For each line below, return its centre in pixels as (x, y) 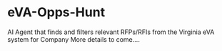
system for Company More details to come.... (74, 39)
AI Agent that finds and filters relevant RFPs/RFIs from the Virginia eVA (111, 32)
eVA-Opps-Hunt (56, 12)
